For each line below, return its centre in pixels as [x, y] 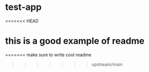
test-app [23, 7]
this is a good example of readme [75, 41]
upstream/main [107, 64]
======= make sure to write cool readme [48, 55]
